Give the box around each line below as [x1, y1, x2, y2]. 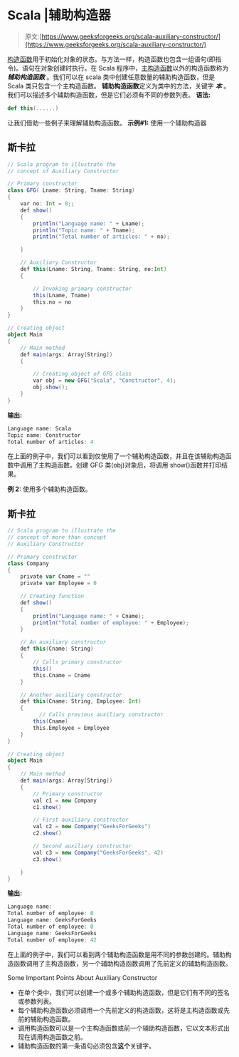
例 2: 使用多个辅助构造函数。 [7, 485, 92, 493]
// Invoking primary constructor [33, 285, 132, 292]
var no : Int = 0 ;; [20, 200, 75, 207]
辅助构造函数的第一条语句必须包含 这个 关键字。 [17, 1041, 155, 1050]
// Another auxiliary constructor [20, 691, 122, 698]
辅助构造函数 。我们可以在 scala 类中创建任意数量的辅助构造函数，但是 [7, 73, 216, 81]
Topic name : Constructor [7, 431, 81, 439]
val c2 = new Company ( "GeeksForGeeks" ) [33, 823, 152, 830]
